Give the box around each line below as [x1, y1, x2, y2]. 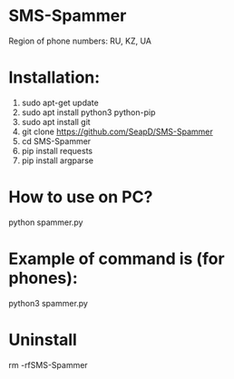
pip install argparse [21, 155, 94, 166]
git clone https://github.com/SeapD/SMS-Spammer [21, 126, 214, 137]
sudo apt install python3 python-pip [21, 106, 156, 118]
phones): [8, 268, 78, 288]
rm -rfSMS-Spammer [8, 359, 88, 370]
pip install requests [21, 145, 93, 156]
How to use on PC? [8, 187, 153, 208]
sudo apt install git [21, 116, 92, 127]
